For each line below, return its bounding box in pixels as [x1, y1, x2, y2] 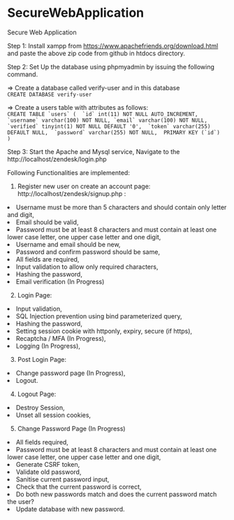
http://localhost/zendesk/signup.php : [17, 189, 126, 197]
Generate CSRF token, [16, 460, 80, 468]
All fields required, [16, 437, 68, 446]
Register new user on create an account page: [17, 182, 151, 190]
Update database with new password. [16, 505, 125, 513]
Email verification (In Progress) [16, 277, 105, 286]
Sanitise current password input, [16, 475, 110, 484]
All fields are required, [16, 255, 80, 263]
